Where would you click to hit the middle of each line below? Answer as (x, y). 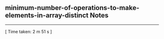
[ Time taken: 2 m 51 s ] (29, 31)
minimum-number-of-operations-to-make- (72, 8)
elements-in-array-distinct (47, 16)
